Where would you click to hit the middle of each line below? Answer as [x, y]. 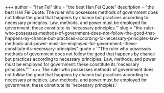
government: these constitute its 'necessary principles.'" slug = [69, 28]
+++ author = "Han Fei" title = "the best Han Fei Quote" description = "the [80, 7]
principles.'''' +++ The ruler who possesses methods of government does [79, 70]
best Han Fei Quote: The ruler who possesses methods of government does [82, 12]
